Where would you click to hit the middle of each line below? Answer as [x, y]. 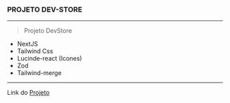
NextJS [27, 44]
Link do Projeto [28, 93]
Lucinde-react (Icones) [49, 59]
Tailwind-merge [39, 73]
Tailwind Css [35, 51]
